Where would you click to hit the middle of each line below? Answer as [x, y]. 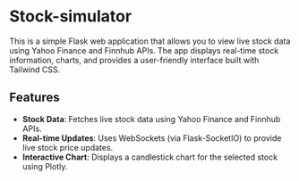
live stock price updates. [68, 147]
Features [34, 98]
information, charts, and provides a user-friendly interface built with [134, 60]
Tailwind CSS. [35, 70]
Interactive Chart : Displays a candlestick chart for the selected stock [150, 157]
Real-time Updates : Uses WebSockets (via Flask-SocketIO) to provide [152, 138]
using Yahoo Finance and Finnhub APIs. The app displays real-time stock [144, 50]
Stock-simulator [71, 16]
